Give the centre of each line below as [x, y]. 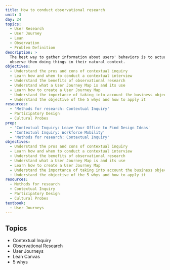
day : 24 [13, 19]
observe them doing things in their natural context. [68, 62]
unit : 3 [13, 15]
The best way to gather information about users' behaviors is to [81, 57]
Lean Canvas [26, 257]
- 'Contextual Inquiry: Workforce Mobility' [57, 132]
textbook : [16, 203]
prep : [11, 123]
